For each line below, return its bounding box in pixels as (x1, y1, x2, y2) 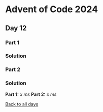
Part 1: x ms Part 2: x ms (5, 91, 57, 97)
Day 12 (5, 24, 27, 32)
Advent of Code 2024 (5, 4, 98, 15)
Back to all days (5, 101, 39, 107)
